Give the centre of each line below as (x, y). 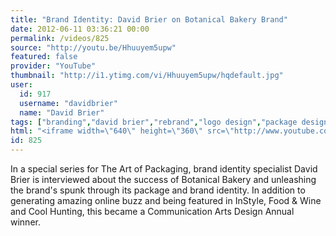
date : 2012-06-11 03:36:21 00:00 (80, 29)
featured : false (44, 57)
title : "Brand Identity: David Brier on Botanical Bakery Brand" (149, 19)
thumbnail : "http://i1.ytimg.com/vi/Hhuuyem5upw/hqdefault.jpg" (147, 76)
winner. (25, 222)
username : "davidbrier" (68, 103)
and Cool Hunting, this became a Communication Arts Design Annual (152, 211)
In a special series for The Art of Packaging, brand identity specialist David (164, 169)
